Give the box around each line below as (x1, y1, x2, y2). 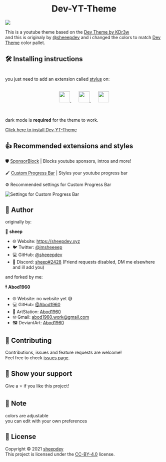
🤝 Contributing (5, 336, 52, 345)
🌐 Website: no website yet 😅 (12, 296, 72, 302)
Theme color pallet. (5, 40, 45, 46)
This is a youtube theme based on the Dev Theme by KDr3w (5, 29, 129, 35)
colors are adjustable (5, 412, 48, 418)
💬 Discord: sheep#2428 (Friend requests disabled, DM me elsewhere (12, 259, 155, 265)
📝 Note (5, 399, 26, 408)
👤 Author (5, 205, 33, 214)
